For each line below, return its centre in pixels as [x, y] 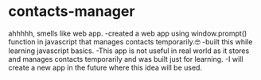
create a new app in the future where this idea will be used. [105, 67]
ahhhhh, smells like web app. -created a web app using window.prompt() [128, 33]
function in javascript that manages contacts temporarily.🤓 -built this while [130, 41]
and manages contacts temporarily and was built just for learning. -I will [126, 59]
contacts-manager [72, 11]
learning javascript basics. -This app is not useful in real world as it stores [129, 51]
